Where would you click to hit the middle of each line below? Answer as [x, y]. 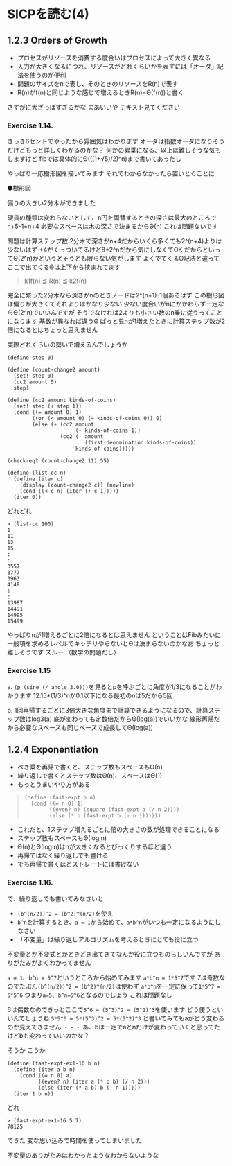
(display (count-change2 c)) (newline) [77, 485]
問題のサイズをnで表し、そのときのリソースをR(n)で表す [98, 84]
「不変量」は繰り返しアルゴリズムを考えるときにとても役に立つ [108, 939]
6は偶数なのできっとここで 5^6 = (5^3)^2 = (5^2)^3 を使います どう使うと [112, 1009]
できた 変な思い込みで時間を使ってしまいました [75, 1140]
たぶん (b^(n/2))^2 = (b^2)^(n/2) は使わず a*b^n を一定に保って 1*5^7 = [120, 986]
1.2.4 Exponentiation [53, 749]
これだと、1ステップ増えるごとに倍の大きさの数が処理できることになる [118, 830]
